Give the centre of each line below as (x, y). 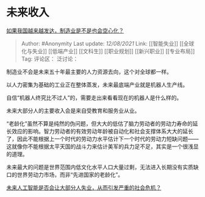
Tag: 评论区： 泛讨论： (50, 59)
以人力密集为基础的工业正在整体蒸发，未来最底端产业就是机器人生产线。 (97, 84)
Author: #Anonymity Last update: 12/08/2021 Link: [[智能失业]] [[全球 (108, 43)
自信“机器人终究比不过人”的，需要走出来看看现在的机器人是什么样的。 (94, 98)
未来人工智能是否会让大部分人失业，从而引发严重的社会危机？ (84, 187)
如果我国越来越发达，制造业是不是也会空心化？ (65, 30)
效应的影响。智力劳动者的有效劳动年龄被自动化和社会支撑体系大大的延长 (102, 131)
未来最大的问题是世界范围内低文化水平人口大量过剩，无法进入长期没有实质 (100, 167)
